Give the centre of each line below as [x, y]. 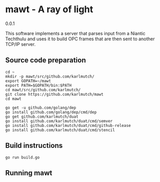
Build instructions [34, 146]
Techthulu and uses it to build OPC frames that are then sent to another [80, 39]
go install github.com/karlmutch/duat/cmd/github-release [68, 125]
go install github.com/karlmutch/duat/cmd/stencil [60, 130]
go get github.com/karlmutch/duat [42, 116]
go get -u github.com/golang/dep [41, 108]
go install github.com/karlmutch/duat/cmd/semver [59, 121]
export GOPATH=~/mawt [28, 81]
